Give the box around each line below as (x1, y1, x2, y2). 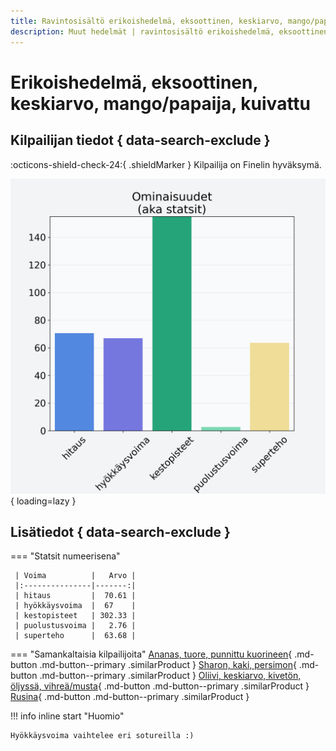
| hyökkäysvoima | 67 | (14, 601, 137, 611)
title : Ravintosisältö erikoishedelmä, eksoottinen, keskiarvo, (10, 16, 284, 26)
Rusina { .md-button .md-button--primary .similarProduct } (10, 691, 250, 703)
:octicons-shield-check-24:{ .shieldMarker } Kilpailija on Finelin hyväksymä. (10, 158, 322, 170)
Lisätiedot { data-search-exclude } (10, 523, 231, 540)
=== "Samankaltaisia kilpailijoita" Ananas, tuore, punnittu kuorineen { (10, 648, 293, 660)
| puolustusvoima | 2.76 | (14, 621, 137, 631)
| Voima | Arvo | (14, 571, 137, 581)
